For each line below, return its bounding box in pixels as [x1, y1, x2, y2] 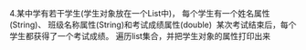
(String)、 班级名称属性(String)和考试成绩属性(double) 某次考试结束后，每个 [9, 19, 297, 30]
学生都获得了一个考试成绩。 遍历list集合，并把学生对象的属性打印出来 [9, 31, 271, 41]
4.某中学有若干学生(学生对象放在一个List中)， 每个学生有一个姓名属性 [9, 8, 271, 18]
